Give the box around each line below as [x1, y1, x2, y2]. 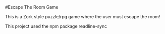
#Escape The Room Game [5, 4, 58, 10]
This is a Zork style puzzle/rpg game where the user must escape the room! [5, 14, 160, 19]
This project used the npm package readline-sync [5, 23, 108, 29]
